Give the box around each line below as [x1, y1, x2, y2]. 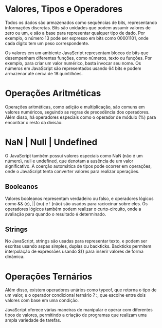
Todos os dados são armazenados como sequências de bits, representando [5, 20, 157, 25]
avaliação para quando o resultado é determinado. [5, 211, 106, 217]
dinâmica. [5, 254, 25, 260]
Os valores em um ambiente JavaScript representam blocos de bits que [5, 50, 149, 56]
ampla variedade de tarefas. [5, 317, 62, 323]
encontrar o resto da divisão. [5, 119, 63, 125]
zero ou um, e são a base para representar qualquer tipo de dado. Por [5, 30, 145, 36]
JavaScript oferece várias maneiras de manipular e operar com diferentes [5, 307, 153, 313]
